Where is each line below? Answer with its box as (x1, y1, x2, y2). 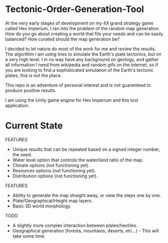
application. (5, 102, 30, 108)
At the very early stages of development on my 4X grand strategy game (5, 20, 154, 26)
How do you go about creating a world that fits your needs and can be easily (5, 31, 163, 37)
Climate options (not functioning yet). (12, 162, 90, 168)
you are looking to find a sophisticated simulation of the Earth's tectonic (5, 67, 154, 73)
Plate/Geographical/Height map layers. (12, 197, 93, 203)
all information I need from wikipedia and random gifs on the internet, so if (5, 62, 158, 68)
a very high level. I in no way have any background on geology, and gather (5, 56, 159, 62)
